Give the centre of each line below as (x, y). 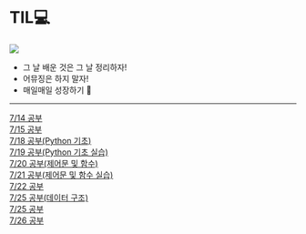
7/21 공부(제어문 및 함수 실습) (61, 175)
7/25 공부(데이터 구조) (49, 198)
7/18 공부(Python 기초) (51, 140)
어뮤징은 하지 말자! (56, 78)
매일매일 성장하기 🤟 (57, 90)
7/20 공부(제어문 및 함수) (54, 163)
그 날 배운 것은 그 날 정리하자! (75, 67)
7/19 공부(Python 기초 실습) (59, 152)
